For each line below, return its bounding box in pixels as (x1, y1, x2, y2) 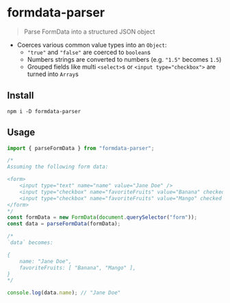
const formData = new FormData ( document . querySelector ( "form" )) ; (7, 214, 197, 221)
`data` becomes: (7, 239, 53, 246)
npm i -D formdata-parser (7, 108, 81, 114)
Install (7, 90, 34, 101)
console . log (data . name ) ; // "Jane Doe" (7, 289, 121, 296)
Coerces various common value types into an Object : (16, 40, 167, 49)
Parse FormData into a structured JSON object (23, 27, 155, 36)
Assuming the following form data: (7, 163, 109, 171)
